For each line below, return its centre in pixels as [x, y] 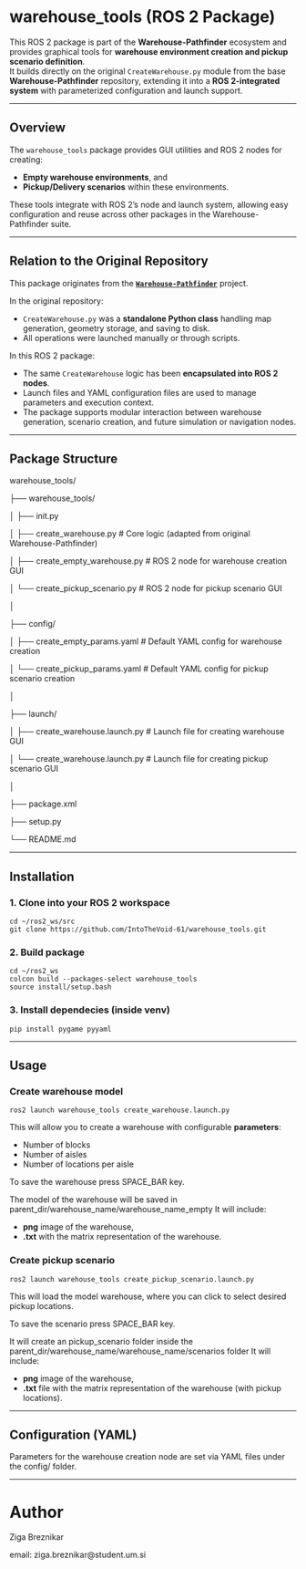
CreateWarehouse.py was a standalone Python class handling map [147, 318]
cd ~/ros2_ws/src [42, 922]
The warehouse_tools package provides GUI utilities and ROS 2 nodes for [146, 150]
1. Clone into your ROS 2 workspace [90, 902]
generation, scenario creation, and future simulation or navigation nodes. [159, 421]
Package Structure [64, 458]
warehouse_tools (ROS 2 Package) [143, 17]
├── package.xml [43, 804]
